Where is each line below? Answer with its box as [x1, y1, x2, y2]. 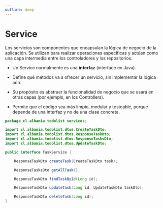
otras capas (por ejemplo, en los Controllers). [12, 94, 104, 100]
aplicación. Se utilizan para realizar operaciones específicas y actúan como [5, 50, 159, 56]
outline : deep [5, 7, 34, 12]
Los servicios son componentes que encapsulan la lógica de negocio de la [5, 45, 157, 51]
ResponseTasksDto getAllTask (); [14, 168, 80, 173]
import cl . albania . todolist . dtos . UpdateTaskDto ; [5, 141, 107, 146]
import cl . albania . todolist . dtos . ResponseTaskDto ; [5, 132, 111, 137]
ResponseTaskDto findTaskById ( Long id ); [14, 177, 98, 181]
